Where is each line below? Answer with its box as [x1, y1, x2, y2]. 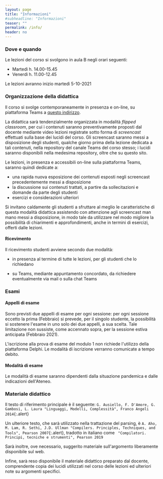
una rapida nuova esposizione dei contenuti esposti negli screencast [12, 174, 150, 180]
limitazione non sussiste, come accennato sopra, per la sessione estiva [5, 326, 147, 332]
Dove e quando [5, 46, 41, 53]
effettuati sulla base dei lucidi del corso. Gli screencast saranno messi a [5, 134, 149, 140]
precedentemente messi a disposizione [12, 179, 91, 185]
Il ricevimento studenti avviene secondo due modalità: [5, 246, 113, 252]
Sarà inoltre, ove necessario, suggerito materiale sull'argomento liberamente [5, 443, 158, 449]
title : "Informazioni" [5, 12, 51, 17]
